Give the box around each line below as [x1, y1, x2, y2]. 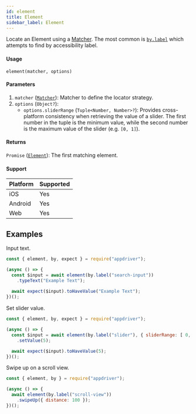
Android [9, 199, 31, 208]
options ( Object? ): [14, 100, 59, 107]
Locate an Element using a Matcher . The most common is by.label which [6, 36, 184, 43]
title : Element [6, 14, 44, 20]
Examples [6, 229, 43, 239]
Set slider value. [6, 305, 45, 312]
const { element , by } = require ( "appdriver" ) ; [6, 376, 125, 382]
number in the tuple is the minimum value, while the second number [23, 119, 188, 126]
